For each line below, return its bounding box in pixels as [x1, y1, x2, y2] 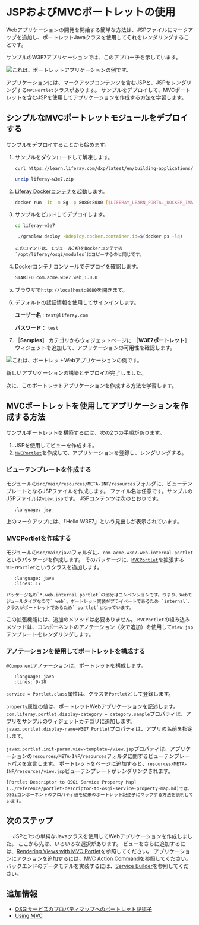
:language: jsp [14, 507, 52, 513]
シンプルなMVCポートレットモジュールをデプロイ [6, 113, 188, 123]
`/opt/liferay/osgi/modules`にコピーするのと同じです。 [14, 252, 144, 258]
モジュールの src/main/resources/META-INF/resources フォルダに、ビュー [6, 480, 182, 487]
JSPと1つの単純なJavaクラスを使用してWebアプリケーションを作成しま [12, 832, 188, 839]
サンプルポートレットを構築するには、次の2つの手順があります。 [6, 429, 165, 436]
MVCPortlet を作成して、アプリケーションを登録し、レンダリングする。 [14, 449, 187, 456]
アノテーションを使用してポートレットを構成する [6, 647, 146, 655]
